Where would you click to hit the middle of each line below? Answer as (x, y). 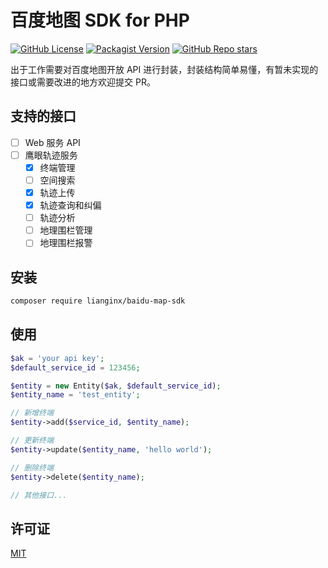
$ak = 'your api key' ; (57, 358)
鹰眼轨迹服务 (51, 155)
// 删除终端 (32, 467)
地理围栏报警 (66, 243)
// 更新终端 (32, 441)
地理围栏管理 (66, 230)
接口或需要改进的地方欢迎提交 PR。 (83, 82)
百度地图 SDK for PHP (100, 20)
